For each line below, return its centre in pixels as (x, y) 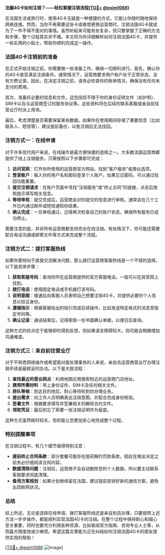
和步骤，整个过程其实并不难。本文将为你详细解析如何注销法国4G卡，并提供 (81, 37)
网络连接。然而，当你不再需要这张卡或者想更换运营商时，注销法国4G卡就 (79, 24)
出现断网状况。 (27, 487)
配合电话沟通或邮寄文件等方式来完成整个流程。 (52, 235)
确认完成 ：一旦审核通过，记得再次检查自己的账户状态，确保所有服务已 (83, 212)
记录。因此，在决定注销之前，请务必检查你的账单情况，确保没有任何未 (89, 81)
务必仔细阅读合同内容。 (40, 462)
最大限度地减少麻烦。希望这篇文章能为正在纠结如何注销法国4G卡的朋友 (81, 531)
